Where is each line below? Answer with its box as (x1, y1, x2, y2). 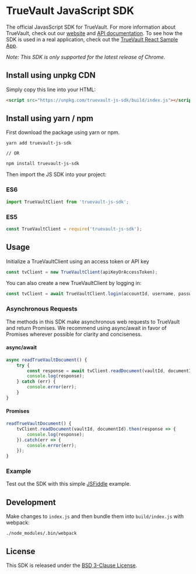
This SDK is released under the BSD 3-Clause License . (6, 562, 138, 569)
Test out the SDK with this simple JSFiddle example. (6, 480, 131, 487)
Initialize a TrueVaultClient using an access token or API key (6, 257, 150, 264)
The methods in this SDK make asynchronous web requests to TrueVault (6, 318, 180, 325)
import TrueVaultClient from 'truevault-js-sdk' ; (6, 199, 129, 205)
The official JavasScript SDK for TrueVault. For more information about (6, 23, 176, 30)
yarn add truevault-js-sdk (6, 140, 72, 146)
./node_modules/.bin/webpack (6, 531, 77, 537)
